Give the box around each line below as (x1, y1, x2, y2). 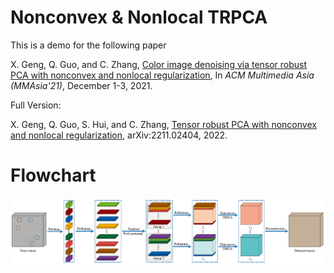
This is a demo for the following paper (10, 39, 167, 51)
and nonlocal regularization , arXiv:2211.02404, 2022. (10, 129, 228, 141)
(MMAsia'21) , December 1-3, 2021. (10, 79, 153, 91)
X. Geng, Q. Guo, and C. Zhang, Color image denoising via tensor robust (10, 58, 308, 70)
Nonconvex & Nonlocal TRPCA (10, 6, 268, 29)
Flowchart (10, 164, 97, 187)
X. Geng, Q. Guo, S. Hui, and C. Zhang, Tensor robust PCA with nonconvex (10, 118, 317, 130)
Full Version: (10, 99, 62, 111)
